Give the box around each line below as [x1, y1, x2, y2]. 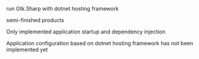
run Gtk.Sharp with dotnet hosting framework [6, 5, 119, 12]
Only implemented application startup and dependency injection [6, 28, 166, 35]
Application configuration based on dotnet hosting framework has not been [6, 40, 194, 46]
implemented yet [6, 46, 48, 53]
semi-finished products [6, 17, 65, 23]
